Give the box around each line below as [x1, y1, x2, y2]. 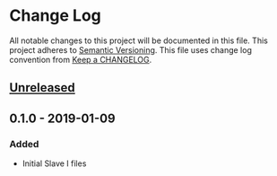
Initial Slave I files [22, 158, 87, 169]
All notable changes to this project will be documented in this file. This [9, 35, 269, 46]
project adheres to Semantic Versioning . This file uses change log [9, 44, 253, 55]
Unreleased [9, 80, 76, 95]
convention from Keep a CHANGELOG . [9, 54, 152, 65]
